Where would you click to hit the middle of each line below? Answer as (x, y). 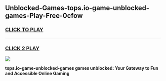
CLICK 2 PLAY (22, 48)
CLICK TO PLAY (24, 30)
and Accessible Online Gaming (37, 73)
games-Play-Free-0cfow (44, 16)
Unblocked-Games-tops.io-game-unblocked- (77, 8)
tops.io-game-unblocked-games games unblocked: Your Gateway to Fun (82, 68)
